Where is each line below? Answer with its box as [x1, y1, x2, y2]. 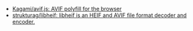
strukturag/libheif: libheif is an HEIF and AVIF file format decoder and [12, 12, 187, 19]
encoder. [12, 18, 35, 25]
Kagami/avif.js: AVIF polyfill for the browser [12, 5, 122, 12]
